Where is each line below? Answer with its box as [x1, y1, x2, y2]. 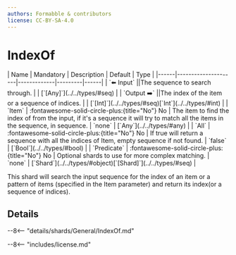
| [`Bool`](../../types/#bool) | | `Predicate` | [7, 144, 129, 152]
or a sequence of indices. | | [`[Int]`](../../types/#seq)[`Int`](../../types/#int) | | [7, 99, 228, 108]
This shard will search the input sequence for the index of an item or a [7, 173, 211, 181]
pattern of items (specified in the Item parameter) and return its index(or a [7, 180, 222, 189]
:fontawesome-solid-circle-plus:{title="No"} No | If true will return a [7, 129, 204, 137]
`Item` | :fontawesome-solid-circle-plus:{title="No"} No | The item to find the [7, 106, 230, 115]
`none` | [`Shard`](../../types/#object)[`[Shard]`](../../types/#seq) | [7, 159, 196, 168]
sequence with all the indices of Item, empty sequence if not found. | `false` [7, 137, 227, 145]
